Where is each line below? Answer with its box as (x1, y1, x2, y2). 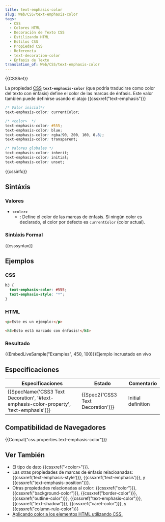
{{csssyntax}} (5, 242, 33, 249)
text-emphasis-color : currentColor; (5, 110, 80, 115)
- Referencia (9, 48, 36, 53)
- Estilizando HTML (9, 35, 50, 40)
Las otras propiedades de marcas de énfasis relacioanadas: (12, 469, 134, 475)
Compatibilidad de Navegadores (5, 424, 106, 432)
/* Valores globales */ (5, 146, 54, 151)
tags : (5, 16, 16, 21)
